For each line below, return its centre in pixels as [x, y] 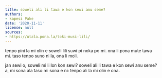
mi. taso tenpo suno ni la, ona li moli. [42, 56]
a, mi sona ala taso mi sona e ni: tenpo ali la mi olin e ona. [63, 70]
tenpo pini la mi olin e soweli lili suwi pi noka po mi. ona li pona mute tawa [79, 50]
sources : [14, 32]
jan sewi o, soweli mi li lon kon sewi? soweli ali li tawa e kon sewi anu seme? [81, 65]
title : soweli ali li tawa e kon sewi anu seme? [55, 10]
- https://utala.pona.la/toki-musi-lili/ [48, 37]
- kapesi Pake [19, 19]
